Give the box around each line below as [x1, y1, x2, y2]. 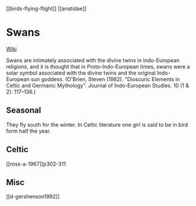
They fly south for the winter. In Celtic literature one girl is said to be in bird [6, 121, 188, 128]
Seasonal [6, 105, 41, 115]
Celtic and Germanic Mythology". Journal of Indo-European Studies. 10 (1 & [6, 82, 190, 89]
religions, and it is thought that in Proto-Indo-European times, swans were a [6, 63, 190, 70]
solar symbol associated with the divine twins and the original [6, 69, 156, 76]
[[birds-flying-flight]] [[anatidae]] [6, 5, 87, 12]
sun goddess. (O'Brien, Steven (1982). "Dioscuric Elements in [31, 75, 180, 82]
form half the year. [6, 127, 51, 134]
